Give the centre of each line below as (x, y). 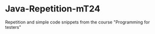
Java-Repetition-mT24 (53, 9)
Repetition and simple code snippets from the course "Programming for (77, 22)
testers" (13, 27)
